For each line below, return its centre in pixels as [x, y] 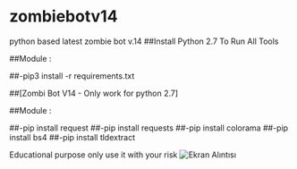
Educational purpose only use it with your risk [93, 155]
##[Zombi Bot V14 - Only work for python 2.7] [94, 93]
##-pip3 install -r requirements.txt [72, 76]
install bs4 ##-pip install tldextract [72, 137]
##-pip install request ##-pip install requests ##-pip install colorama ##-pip [149, 128]
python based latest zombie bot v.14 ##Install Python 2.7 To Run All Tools [144, 41]
